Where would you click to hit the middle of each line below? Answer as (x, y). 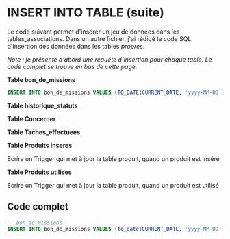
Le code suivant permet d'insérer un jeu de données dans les (93, 32)
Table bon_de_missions (41, 79)
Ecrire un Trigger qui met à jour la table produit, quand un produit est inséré (114, 158)
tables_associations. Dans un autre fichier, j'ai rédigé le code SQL (99, 38)
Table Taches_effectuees (44, 132)
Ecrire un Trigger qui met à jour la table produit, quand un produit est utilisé (113, 185)
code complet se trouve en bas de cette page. (72, 66)
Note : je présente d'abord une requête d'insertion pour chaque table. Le (110, 59)
